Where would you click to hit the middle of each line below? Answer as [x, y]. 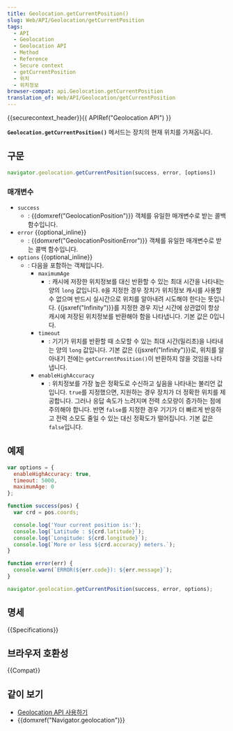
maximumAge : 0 [34, 487]
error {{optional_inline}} [52, 232]
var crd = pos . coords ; [46, 513]
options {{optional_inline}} [55, 257]
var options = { [31, 468]
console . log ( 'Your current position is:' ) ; [77, 525]
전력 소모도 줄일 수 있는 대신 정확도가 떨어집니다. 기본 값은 [135, 418]
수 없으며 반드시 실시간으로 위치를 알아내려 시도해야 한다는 [127, 299]
